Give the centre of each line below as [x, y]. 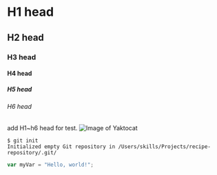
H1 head [30, 12]
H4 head [20, 74]
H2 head [26, 38]
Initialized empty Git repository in [61, 146]
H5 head [20, 89]
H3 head [22, 57]
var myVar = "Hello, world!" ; [51, 165]
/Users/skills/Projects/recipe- [165, 146]
